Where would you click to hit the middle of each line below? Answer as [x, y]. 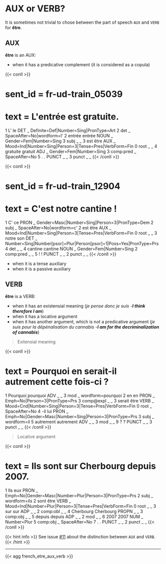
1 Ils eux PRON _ [21, 490]
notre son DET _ [21, 238]
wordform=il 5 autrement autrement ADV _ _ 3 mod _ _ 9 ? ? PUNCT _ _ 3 [79, 422]
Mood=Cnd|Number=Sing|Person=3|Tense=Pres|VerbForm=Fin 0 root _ [79, 406]
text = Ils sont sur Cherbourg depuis [81, 466]
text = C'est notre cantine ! [61, 209]
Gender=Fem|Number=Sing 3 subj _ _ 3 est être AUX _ [61, 141]
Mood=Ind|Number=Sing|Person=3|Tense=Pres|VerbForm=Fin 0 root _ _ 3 [81, 233]
